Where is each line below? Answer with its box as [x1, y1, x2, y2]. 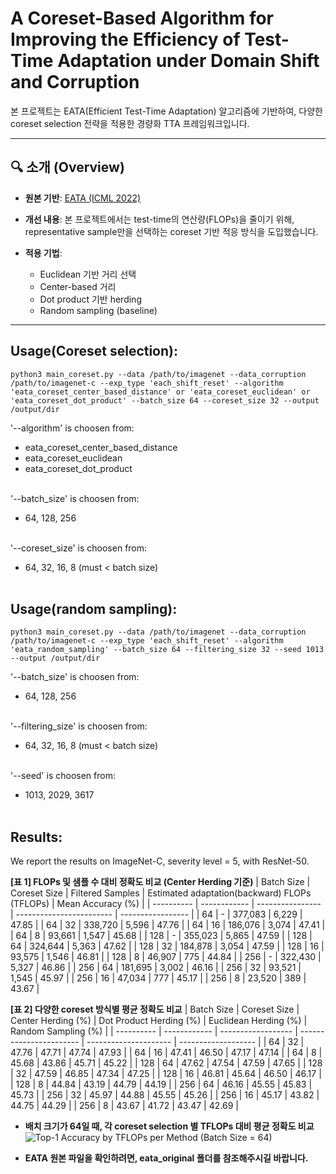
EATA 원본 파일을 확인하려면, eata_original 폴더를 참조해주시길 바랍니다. [24, 1152, 309, 1164]
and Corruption [10, 71, 140, 94]
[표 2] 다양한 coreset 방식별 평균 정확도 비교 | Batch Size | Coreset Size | [10, 1003, 300, 1016]
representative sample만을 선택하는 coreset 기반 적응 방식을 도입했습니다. [24, 225, 319, 237]
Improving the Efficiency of [10, 28, 241, 51]
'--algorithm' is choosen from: [10, 422, 135, 434]
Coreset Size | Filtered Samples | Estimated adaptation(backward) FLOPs [10, 887, 312, 899]
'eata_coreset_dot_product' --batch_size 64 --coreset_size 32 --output [10, 395, 320, 406]
